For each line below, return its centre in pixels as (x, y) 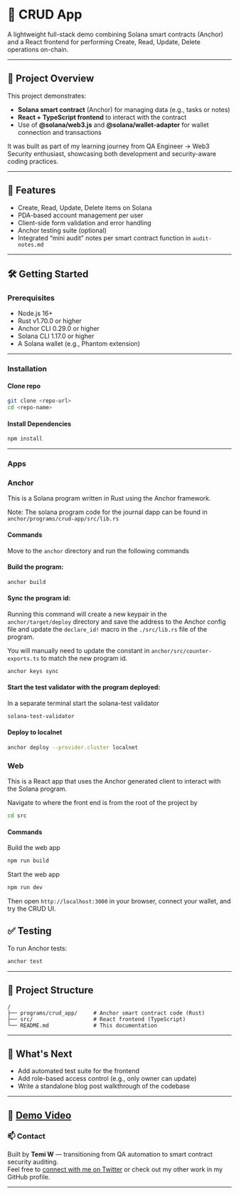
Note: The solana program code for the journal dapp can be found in (107, 512)
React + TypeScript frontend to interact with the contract (102, 117)
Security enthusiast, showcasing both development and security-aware (112, 153)
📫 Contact (26, 1136)
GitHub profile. (29, 1177)
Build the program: (36, 567)
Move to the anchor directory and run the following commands (99, 550)
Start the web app (34, 875)
